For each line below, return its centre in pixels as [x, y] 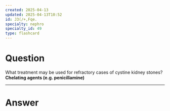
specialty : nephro [25, 24]
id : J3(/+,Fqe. [21, 19]
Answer [22, 103]
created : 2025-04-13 [27, 10]
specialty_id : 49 [24, 29]
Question [25, 58]
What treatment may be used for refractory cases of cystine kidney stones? [84, 72]
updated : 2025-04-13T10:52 [34, 15]
